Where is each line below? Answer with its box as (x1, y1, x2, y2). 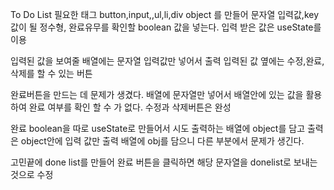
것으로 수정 (10, 169, 54, 180)
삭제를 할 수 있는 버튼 (10, 68, 93, 79)
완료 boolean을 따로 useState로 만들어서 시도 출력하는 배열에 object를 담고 (10, 123, 306, 134)
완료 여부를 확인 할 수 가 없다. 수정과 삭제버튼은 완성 (28, 101, 232, 113)
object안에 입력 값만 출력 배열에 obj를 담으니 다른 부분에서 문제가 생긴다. (20, 135, 305, 147)
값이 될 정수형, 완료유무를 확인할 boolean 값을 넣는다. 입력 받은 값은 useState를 (10, 21, 322, 33)
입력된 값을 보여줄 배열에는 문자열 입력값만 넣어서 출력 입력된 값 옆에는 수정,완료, (10, 55, 325, 67)
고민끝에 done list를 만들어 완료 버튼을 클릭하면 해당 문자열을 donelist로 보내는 (10, 156, 318, 168)
